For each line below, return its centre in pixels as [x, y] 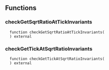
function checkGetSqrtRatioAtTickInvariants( [57, 32]
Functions [21, 8]
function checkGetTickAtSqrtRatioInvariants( [57, 59]
